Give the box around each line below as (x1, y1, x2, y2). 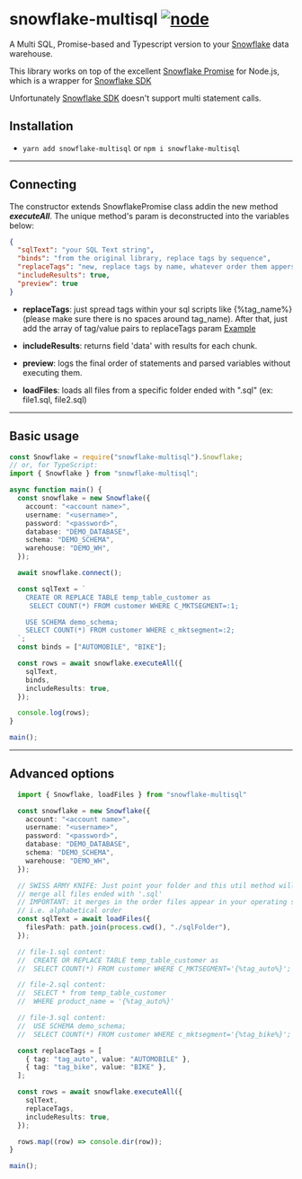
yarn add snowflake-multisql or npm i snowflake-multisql (22, 142, 241, 153)
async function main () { (9, 485, 102, 494)
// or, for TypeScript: (9, 461, 99, 470)
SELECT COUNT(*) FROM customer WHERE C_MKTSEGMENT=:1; (29, 601, 240, 610)
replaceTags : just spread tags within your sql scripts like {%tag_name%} (22, 304, 293, 315)
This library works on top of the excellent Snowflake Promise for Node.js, (9, 66, 280, 76)
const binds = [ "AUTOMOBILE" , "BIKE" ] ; (17, 643, 167, 652)
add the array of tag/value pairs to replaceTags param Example (22, 323, 256, 333)
